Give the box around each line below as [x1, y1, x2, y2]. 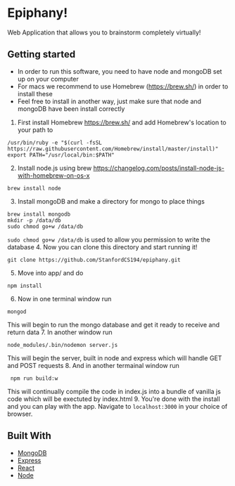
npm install [7, 282, 42, 289]
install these [17, 89, 53, 98]
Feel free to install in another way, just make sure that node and [17, 97, 202, 105]
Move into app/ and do [17, 268, 84, 277]
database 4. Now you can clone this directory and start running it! [7, 242, 198, 251]
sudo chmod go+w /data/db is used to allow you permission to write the [7, 235, 211, 244]
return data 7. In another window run [7, 328, 113, 336]
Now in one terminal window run [17, 294, 112, 303]
